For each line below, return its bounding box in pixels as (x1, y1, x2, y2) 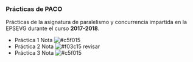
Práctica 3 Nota (14, 49, 54, 57)
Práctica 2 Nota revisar (14, 43, 100, 50)
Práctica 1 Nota (14, 37, 53, 44)
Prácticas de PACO (5, 5, 63, 13)
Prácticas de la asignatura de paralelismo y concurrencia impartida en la (5, 19, 187, 26)
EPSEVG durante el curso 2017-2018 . (5, 25, 100, 32)
